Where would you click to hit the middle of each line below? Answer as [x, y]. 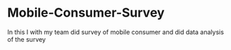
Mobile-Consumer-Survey [86, 13]
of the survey [26, 39]
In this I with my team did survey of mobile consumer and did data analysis [115, 32]
